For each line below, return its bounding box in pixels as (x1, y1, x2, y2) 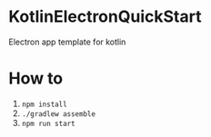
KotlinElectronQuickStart (8, 6, 202, 27)
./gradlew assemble (21, 109, 96, 119)
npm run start (21, 119, 75, 128)
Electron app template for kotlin (8, 36, 126, 47)
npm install (21, 100, 67, 109)
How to (8, 68, 64, 89)
